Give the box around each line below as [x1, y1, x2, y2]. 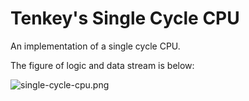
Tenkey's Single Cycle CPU [10, 7, 240, 30]
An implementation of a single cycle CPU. [10, 40, 181, 52]
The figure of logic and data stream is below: [10, 59, 195, 71]
